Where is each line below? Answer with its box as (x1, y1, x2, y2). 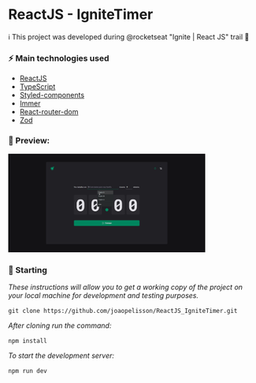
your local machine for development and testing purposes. (8, 291, 199, 300)
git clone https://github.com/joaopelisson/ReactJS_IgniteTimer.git (8, 307, 238, 315)
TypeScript (19, 82, 56, 91)
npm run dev (8, 367, 47, 375)
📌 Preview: (8, 136, 50, 147)
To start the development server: (8, 351, 115, 360)
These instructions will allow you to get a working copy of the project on (8, 282, 243, 292)
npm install (8, 337, 47, 345)
